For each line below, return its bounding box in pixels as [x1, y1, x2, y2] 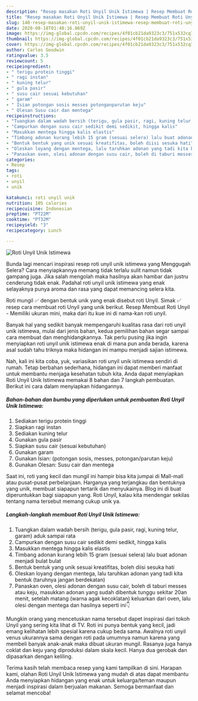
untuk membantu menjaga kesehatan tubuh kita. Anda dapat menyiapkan [6, 370, 184, 377]
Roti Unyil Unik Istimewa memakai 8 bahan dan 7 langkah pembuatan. [6, 376, 176, 383]
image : [6, 31, 22, 37]
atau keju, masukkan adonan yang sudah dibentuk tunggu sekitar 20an [14, 588, 187, 595]
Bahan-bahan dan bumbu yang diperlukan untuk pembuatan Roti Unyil [6, 396, 184, 403]
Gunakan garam [14, 449, 54, 456]
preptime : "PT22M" [6, 211, 51, 217]
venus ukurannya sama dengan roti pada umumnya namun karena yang [6, 634, 180, 641]
